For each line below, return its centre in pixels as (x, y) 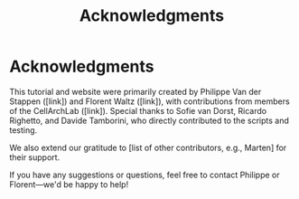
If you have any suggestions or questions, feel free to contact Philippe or (145, 175)
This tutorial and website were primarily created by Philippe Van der (135, 91)
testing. (23, 130)
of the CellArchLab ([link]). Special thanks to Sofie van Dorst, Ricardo (138, 110)
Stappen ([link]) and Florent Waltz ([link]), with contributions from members (150, 101)
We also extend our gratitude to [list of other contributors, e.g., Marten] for (148, 147)
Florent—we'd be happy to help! (69, 184)
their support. (35, 157)
